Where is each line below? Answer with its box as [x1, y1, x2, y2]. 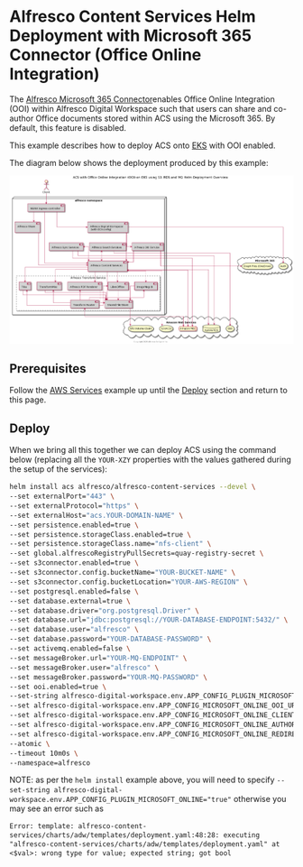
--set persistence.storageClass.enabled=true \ [9, 530, 192, 539]
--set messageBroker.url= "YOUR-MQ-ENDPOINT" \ [9, 653, 188, 662]
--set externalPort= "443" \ [9, 492, 115, 501]
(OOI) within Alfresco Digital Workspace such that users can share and [9, 103, 272, 114]
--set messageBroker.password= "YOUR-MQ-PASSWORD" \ [9, 672, 207, 682]
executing [223, 831, 260, 840]
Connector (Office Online [9, 45, 202, 65]
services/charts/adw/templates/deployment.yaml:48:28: [9, 831, 220, 840]
